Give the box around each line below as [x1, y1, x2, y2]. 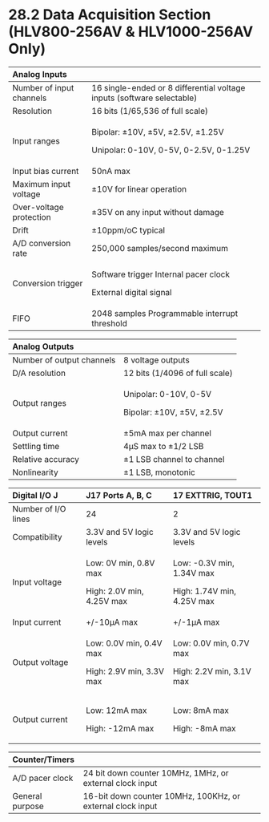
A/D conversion [12, 237, 71, 249]
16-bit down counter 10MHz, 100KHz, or [82, 790, 241, 801]
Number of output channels [12, 354, 116, 366]
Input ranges [12, 135, 60, 146]
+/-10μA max [85, 616, 139, 627]
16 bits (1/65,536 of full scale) [91, 105, 209, 116]
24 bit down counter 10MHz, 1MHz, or [82, 767, 230, 779]
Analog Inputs [12, 68, 67, 79]
